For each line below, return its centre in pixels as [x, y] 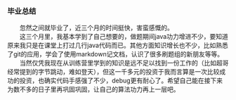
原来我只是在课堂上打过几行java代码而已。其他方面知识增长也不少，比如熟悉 [118, 45]
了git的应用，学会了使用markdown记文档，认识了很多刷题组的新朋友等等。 [115, 54]
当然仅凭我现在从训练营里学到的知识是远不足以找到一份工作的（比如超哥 [124, 63]
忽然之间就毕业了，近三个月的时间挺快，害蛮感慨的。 [97, 28]
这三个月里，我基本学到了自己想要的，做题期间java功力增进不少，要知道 [124, 37]
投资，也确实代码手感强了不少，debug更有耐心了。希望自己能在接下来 [121, 81]
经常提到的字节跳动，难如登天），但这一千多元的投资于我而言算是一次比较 [113, 72]
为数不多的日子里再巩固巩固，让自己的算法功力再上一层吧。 [93, 89]
